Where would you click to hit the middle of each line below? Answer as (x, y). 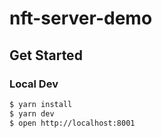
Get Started (46, 55)
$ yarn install (41, 104)
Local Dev (34, 84)
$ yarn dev (32, 113)
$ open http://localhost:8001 (72, 123)
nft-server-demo (81, 18)
